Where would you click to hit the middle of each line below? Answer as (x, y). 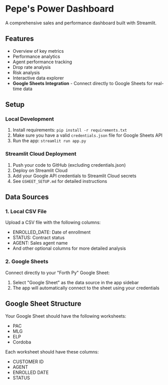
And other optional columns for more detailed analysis (69, 248)
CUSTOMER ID (28, 361)
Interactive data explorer (38, 78)
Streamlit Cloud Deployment (41, 154)
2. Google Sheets (27, 261)
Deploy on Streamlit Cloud (40, 170)
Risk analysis (26, 72)
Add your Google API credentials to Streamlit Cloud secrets (74, 176)
